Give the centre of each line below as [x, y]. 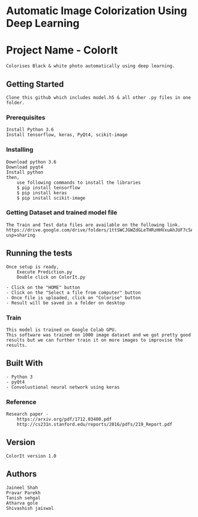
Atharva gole [22, 503]
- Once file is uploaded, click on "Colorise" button [74, 298]
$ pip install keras [42, 193]
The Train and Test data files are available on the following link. [93, 225]
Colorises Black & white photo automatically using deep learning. [91, 66]
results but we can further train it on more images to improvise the [95, 340]
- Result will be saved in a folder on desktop [66, 303]
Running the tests [39, 253]
